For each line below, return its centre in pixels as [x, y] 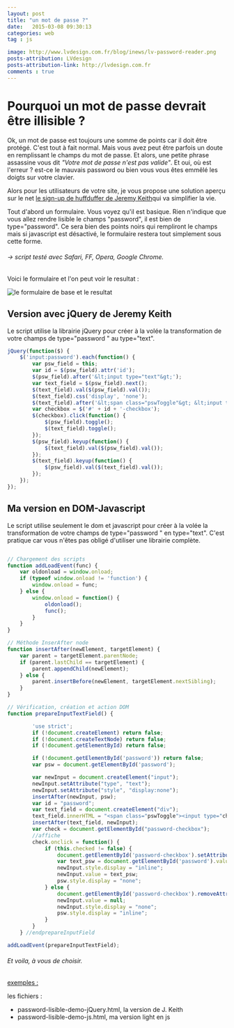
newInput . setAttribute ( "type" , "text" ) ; [92, 784]
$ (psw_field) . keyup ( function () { [81, 442]
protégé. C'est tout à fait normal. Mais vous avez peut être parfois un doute [115, 148]
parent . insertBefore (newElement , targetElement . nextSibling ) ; [124, 682]
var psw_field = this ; [65, 364]
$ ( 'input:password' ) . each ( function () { [78, 357]
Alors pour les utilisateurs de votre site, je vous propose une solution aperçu [117, 190]
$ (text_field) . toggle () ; [80, 429]
